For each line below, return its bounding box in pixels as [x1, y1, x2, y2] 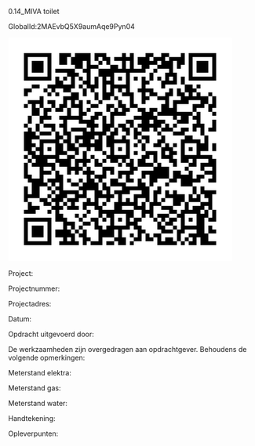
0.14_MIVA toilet [8, 7, 60, 16]
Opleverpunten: [8, 429, 59, 438]
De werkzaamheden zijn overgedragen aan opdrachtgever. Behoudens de [8, 345, 247, 354]
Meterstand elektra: [8, 368, 72, 377]
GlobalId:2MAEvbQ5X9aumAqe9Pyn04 [8, 22, 136, 31]
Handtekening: [8, 414, 56, 422]
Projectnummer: [8, 284, 60, 293]
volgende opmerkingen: [8, 353, 86, 362]
